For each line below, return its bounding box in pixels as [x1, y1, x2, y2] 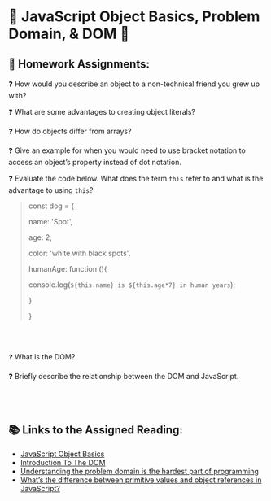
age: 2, [28, 233, 52, 242]
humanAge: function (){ [28, 264, 107, 273]
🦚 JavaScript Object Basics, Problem [8, 7, 260, 26]
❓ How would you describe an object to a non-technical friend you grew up [8, 79, 260, 89]
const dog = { [28, 201, 75, 211]
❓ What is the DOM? [8, 352, 76, 361]
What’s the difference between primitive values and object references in [20, 475, 262, 485]
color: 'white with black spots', [28, 248, 131, 258]
